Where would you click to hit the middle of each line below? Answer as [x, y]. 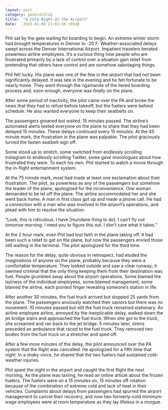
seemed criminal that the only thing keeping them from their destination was [84, 271]
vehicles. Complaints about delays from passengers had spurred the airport [83, 391]
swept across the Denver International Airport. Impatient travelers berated [81, 49]
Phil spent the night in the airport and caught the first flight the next [75, 370]
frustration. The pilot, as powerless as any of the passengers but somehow [83, 183]
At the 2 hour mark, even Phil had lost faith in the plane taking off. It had [79, 235]
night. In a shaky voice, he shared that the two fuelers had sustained [76, 355]
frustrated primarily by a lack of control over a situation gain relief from [78, 60]
